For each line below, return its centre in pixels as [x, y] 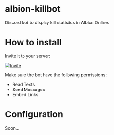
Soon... [12, 128]
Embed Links [25, 94]
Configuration [34, 115]
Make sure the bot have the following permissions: [56, 75]
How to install [34, 42]
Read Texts [23, 84]
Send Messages [28, 90]
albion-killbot [33, 9]
